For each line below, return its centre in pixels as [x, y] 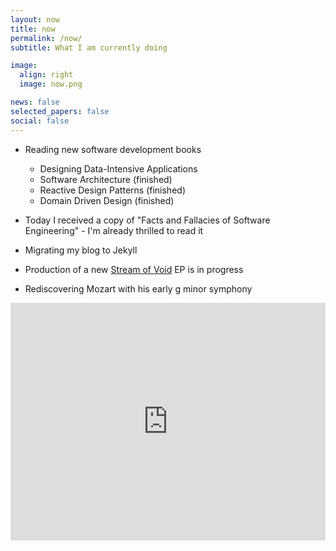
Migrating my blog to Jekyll [81, 250]
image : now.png [51, 84]
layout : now [35, 19]
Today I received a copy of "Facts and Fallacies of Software [147, 220]
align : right [46, 75]
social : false [40, 121]
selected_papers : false [60, 111]
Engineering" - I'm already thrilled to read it [114, 230]
